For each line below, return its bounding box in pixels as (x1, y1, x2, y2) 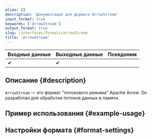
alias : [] (5, 7, 26, 12)
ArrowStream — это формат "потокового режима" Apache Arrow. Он (5, 89, 148, 95)
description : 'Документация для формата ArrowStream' (5, 12, 119, 17)
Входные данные (7, 51, 51, 58)
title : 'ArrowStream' (5, 35, 50, 40)
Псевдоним (107, 51, 137, 58)
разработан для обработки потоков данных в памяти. (5, 95, 120, 101)
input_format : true (5, 16, 46, 21)
